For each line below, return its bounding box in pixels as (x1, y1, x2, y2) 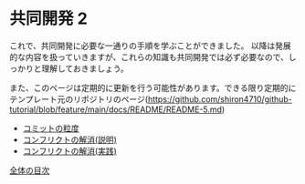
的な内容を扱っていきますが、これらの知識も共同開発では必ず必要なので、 (9, 51, 289, 62)
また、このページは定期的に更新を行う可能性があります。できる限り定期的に (9, 82, 297, 93)
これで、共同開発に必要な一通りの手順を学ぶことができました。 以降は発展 (9, 40, 291, 51)
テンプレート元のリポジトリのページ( (9, 93, 149, 105)
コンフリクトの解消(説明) (22, 134, 117, 145)
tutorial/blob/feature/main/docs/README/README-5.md (9, 104, 222, 115)
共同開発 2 (9, 8, 89, 29)
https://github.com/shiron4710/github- (147, 93, 292, 105)
